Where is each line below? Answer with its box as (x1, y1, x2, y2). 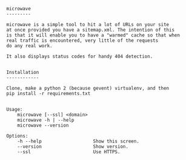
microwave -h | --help (17, 117, 75, 123)
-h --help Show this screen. (17, 138, 139, 144)
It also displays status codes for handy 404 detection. (6, 53, 153, 59)
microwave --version (17, 122, 69, 128)
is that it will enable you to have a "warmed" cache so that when (6, 32, 181, 38)
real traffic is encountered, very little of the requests (6, 38, 159, 44)
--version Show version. (17, 144, 129, 150)
